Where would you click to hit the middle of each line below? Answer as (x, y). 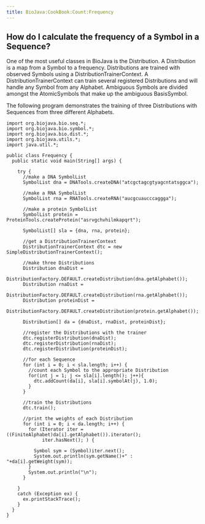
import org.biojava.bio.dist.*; (48, 134)
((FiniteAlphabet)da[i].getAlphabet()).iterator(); (74, 435)
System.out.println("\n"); (63, 472)
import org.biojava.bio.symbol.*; (51, 129)
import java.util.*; (33, 145)
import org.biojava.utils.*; (44, 140)
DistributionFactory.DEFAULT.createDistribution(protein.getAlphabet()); (103, 311)
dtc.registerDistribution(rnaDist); (69, 344)
